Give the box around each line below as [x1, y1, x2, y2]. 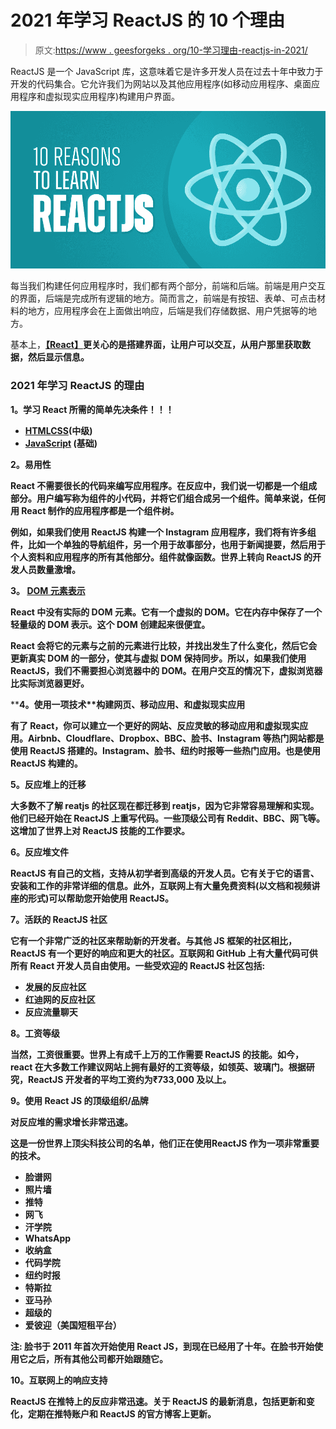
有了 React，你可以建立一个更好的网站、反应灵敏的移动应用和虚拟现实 [10, 719, 300, 731]
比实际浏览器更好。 [10, 677, 90, 689]
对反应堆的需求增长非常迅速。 [10, 1116, 133, 1128]
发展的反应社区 [24, 981, 87, 993]
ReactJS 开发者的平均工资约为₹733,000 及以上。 [27, 1073, 232, 1085]
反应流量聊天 [24, 1006, 78, 1018]
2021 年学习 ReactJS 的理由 [10, 379, 145, 393]
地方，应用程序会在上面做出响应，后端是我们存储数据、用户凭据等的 [27, 305, 308, 317]
